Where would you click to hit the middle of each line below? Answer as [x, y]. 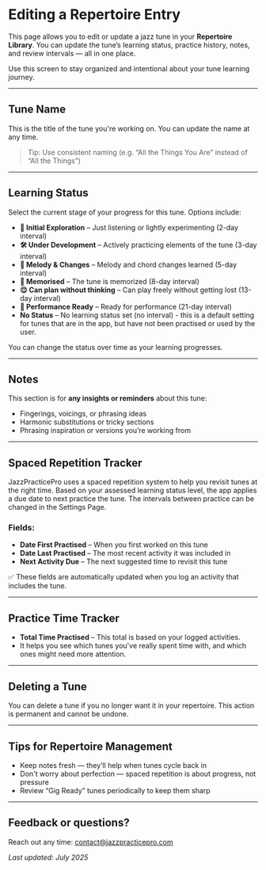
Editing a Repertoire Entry [94, 15]
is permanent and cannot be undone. [68, 714]
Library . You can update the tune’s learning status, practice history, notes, [129, 44]
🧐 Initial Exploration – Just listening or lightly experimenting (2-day [129, 227]
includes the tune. [38, 586]
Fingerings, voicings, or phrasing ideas [83, 414]
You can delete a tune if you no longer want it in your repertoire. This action [131, 705]
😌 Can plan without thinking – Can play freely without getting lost [128, 290]
